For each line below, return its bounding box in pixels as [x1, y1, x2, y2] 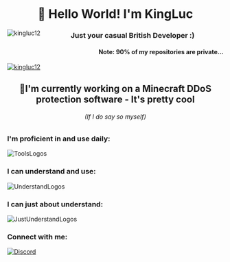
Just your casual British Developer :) [70, 31, 195, 40]
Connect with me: [7, 232, 68, 241]
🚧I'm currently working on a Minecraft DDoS [19, 82, 211, 95]
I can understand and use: [7, 167, 96, 176]
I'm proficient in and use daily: [7, 134, 111, 143]
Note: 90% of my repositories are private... [98, 47, 224, 56]
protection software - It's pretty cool [36, 93, 195, 105]
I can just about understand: [7, 199, 104, 209]
